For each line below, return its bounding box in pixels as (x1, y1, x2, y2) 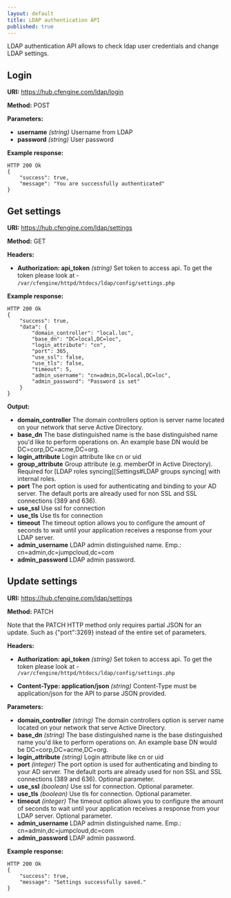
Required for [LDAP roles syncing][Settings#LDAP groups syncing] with (17, 467, 221, 475)
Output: (7, 402, 30, 411)
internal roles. (17, 475, 57, 483)
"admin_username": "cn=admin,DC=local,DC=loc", (32, 372, 171, 379)
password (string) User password (17, 136, 114, 144)
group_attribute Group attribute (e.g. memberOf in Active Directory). (17, 460, 213, 468)
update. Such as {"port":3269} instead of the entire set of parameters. (7, 628, 207, 636)
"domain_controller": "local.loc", (32, 330, 134, 336)
